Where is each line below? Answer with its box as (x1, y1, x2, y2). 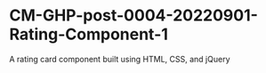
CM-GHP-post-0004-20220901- (9, 5, 258, 26)
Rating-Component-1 (9, 24, 169, 45)
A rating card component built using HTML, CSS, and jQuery (9, 53, 230, 64)
